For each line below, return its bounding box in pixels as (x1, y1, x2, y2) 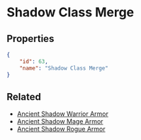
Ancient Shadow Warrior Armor (16, 109, 109, 118)
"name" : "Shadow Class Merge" (19, 65, 109, 72)
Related (6, 90, 42, 103)
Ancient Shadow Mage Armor (16, 117, 103, 126)
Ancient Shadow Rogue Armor (16, 125, 106, 134)
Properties (6, 33, 55, 45)
